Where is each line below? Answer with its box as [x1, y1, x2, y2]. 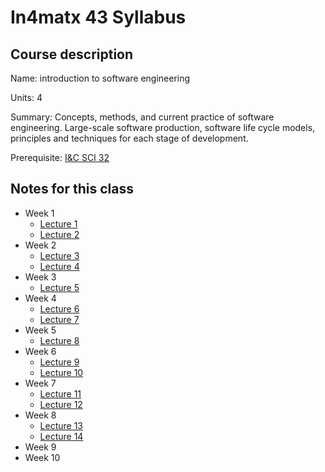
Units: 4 [10, 92, 43, 103]
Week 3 [24, 271, 57, 283]
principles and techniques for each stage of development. [10, 132, 249, 144]
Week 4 [24, 292, 57, 304]
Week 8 [24, 409, 57, 421]
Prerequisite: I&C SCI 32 [10, 152, 110, 163]
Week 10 [24, 451, 61, 463]
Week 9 [24, 441, 57, 453]
